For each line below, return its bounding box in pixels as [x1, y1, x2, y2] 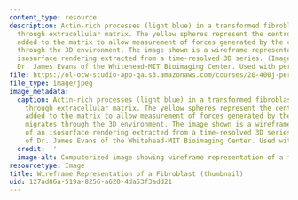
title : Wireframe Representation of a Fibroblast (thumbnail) [9, 169, 244, 178]
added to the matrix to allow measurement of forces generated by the [17, 37, 284, 47]
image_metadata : [9, 87, 69, 96]
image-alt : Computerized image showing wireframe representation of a [17, 152, 284, 162]
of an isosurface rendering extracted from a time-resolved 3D [25, 128, 264, 137]
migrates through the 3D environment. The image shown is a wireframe [25, 120, 292, 129]
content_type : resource [9, 12, 98, 22]
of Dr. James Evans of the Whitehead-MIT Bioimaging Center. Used [25, 136, 276, 145]
